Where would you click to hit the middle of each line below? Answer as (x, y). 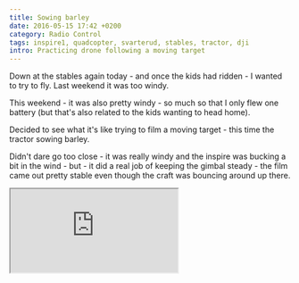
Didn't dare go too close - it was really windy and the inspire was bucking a (148, 156)
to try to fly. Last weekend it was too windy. (89, 86)
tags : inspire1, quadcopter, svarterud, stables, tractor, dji (129, 42)
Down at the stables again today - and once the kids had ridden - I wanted (146, 76)
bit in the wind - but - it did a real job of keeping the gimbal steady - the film (149, 166)
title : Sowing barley (50, 17)
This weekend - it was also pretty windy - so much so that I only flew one (144, 103)
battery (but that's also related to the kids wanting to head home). (130, 112)
